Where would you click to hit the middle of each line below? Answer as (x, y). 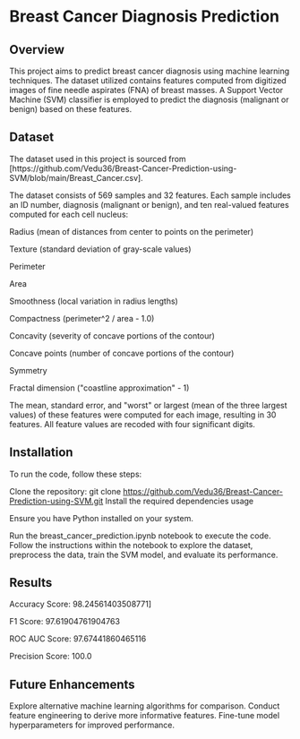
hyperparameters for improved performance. (92, 725)
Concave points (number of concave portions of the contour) (122, 353)
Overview (37, 50)
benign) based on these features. (71, 109)
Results (31, 583)
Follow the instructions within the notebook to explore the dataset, (131, 545)
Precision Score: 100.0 (51, 657)
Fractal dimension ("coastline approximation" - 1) (99, 388)
